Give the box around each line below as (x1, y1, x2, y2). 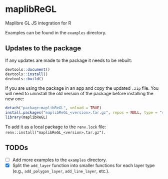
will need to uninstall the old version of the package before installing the (5, 91, 153, 97)
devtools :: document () (5, 67, 50, 72)
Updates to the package (5, 44, 81, 53)
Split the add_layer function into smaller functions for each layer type (12, 162, 155, 168)
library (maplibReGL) (5, 115, 48, 120)
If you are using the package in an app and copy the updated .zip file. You (5, 85, 159, 91)
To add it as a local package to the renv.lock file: (5, 124, 106, 130)
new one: (5, 96, 24, 102)
